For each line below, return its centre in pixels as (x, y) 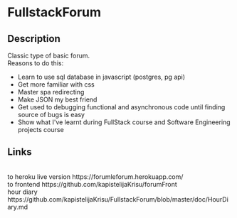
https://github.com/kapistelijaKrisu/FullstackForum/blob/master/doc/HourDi (118, 199)
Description (34, 39)
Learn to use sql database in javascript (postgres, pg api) (101, 77)
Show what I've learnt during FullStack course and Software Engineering (124, 122)
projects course (41, 130)
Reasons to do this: (36, 63)
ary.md (18, 207)
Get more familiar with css (56, 85)
